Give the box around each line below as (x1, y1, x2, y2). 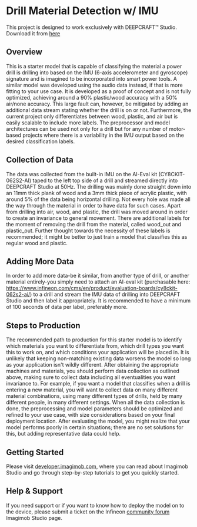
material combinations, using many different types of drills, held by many (6, 393, 183, 400)
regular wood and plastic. (6, 239, 68, 246)
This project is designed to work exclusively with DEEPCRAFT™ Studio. (6, 24, 178, 31)
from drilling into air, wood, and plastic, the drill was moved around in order (6, 208, 188, 215)
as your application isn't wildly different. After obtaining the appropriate (6, 361, 179, 368)
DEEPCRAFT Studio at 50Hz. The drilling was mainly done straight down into (6, 183, 192, 190)
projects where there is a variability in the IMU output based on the (22, 131, 184, 139)
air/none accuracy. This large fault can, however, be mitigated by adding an (6, 100, 189, 107)
